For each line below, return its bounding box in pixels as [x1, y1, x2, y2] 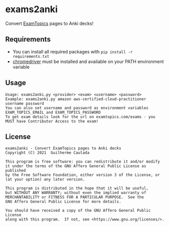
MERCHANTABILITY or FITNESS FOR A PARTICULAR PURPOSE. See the [5, 194, 144, 200]
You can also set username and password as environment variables [5, 105, 149, 110]
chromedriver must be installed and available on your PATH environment [12, 58, 164, 64]
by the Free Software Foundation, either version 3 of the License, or [5, 173, 160, 178]
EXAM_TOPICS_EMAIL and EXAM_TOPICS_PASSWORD [5, 110, 101, 115]
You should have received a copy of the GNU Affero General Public [5, 208, 151, 213]
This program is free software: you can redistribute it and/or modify [5, 159, 160, 165]
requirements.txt [12, 54, 50, 59]
